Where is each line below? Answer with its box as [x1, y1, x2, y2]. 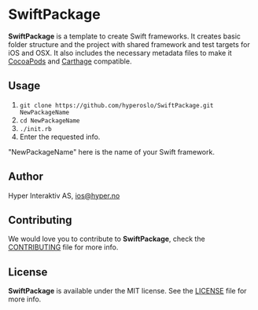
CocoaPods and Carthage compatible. [8, 57, 132, 66]
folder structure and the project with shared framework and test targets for [8, 39, 250, 49]
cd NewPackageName [19, 116, 80, 125]
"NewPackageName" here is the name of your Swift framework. [8, 147, 215, 156]
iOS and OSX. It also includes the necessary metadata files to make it [8, 48, 232, 57]
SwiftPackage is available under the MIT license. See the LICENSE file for [8, 286, 247, 296]
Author [8, 170, 43, 184]
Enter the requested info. [19, 132, 101, 141]
